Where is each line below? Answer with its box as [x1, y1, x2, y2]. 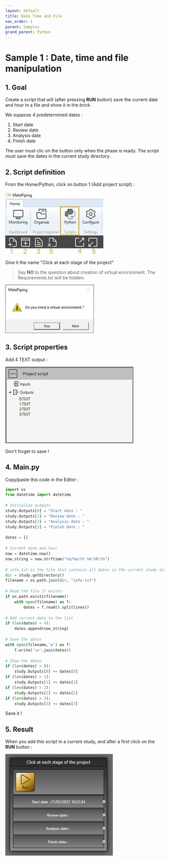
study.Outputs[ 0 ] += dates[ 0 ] [14, 669, 78, 674]
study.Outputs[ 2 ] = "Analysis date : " [5, 519, 90, 524]
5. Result [5, 725, 34, 734]
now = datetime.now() [5, 551, 51, 556]
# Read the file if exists [5, 589, 62, 594]
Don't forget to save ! [5, 448, 50, 454]
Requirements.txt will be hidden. [17, 274, 85, 280]
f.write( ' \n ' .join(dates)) [14, 648, 71, 653]
